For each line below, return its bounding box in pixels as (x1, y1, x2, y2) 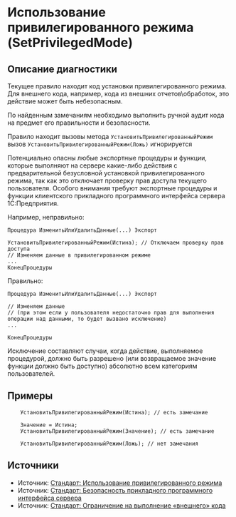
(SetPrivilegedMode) (7, 35, 133, 51)
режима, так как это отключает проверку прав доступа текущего (7, 176, 208, 185)
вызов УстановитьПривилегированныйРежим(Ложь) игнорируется (7, 140, 193, 148)
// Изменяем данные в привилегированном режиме (7, 252, 151, 259)
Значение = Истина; (20, 421, 78, 429)
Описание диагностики (7, 63, 117, 75)
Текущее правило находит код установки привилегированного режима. (7, 82, 227, 90)
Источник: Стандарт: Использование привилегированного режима (17, 478, 222, 487)
